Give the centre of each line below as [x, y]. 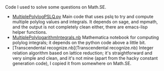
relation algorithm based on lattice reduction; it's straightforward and [82, 53]
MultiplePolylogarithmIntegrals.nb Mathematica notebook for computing [85, 37]
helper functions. [30, 32]
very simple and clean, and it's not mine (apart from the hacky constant [85, 58]
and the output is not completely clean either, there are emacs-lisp [80, 27]
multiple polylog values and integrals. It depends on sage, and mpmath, [85, 22]
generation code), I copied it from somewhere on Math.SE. [72, 63]
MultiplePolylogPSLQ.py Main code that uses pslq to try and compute [83, 16]
